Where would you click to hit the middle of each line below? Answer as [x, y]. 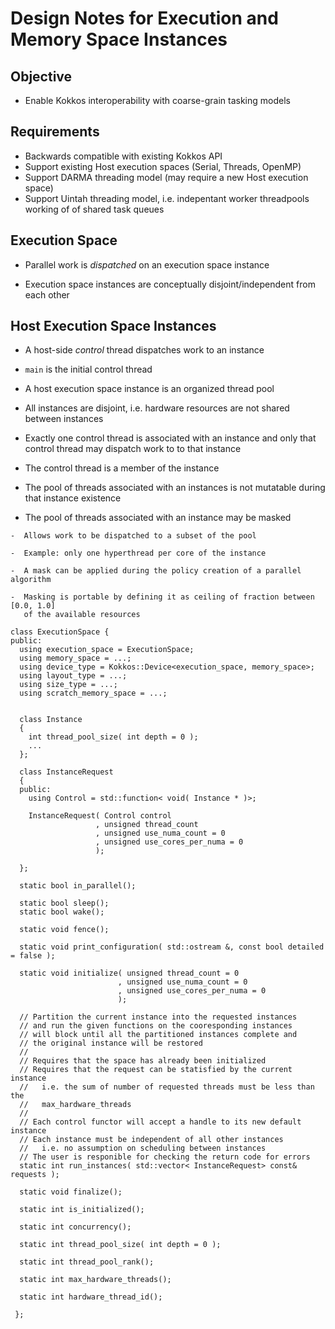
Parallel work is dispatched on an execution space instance [147, 264]
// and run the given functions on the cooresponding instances [156, 1026]
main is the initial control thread [88, 369]
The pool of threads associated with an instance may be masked [158, 518]
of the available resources [82, 615]
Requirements [55, 132]
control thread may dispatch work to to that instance [133, 449]
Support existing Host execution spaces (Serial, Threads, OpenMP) [163, 166]
